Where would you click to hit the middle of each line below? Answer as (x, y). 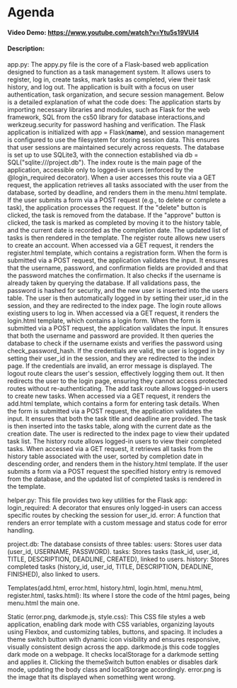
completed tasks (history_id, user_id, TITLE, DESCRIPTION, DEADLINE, (110, 566)
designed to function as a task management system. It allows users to (109, 72)
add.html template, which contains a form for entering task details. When (114, 403)
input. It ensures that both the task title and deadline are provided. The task (117, 418)
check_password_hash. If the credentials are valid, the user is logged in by (116, 350)
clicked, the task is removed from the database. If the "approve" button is (114, 215)
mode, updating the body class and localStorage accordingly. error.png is (114, 669)
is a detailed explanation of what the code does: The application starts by (114, 102)
